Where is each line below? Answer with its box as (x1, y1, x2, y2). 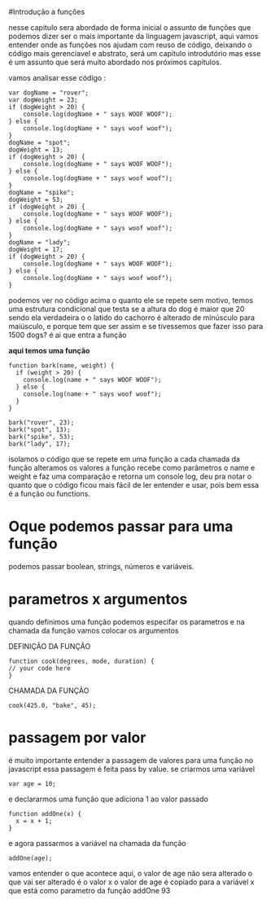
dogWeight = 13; (8, 146, 63, 154)
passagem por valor (8, 729, 146, 747)
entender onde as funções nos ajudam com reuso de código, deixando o (8, 40, 252, 50)
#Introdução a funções (8, 7, 85, 16)
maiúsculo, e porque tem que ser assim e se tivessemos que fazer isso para (8, 322, 264, 331)
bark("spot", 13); (8, 426, 71, 434)
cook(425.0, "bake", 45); (8, 701, 96, 709)
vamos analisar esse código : (8, 73, 107, 82)
